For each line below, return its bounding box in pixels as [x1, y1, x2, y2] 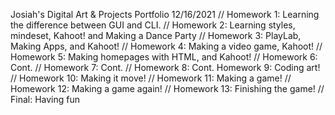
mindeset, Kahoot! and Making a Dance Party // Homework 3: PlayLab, [10, 30, 302, 41]
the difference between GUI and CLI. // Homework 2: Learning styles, [10, 19, 296, 31]
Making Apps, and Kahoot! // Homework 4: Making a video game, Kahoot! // [10, 40, 323, 52]
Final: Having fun [10, 94, 80, 105]
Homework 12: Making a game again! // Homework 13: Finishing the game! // [10, 83, 325, 94]
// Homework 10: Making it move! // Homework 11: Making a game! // [10, 72, 292, 84]
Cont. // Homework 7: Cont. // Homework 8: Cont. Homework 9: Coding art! [10, 62, 321, 73]
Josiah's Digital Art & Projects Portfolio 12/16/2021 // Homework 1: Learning [10, 9, 320, 20]
